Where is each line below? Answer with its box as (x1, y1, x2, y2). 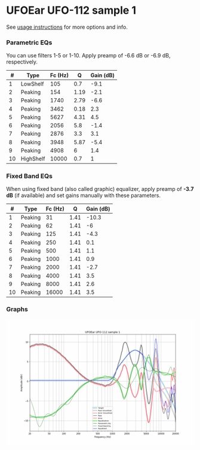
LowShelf (20, 80, 44, 87)
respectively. (6, 58, 38, 66)
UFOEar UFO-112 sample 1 (6, 4, 136, 17)
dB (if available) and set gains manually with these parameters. (6, 192, 161, 199)
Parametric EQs (6, 38, 53, 47)
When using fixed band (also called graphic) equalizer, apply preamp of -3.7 (6, 186, 194, 193)
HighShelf (20, 155, 45, 162)
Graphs (6, 305, 28, 314)
